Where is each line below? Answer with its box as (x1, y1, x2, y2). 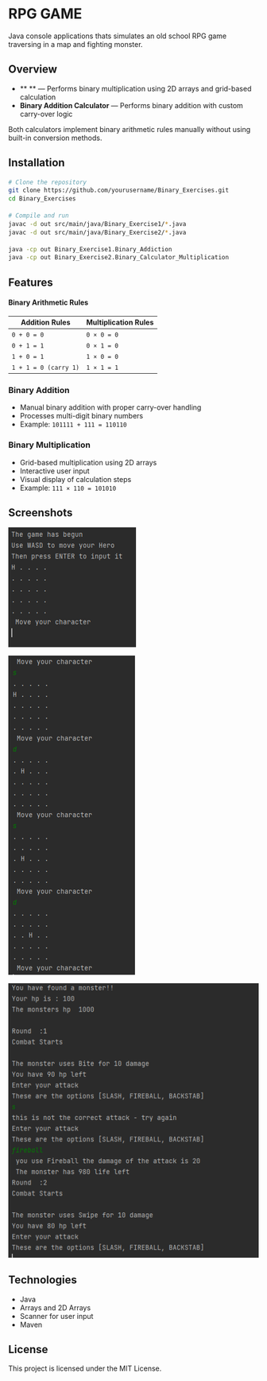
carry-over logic (19, 109, 73, 119)
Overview (8, 63, 58, 76)
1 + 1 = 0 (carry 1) (11, 364, 80, 372)
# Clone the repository (8, 178, 87, 186)
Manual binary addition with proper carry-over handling (19, 403, 202, 412)
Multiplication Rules (86, 317, 154, 327)
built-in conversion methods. (8, 133, 103, 142)
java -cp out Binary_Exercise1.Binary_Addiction (8, 245, 172, 253)
